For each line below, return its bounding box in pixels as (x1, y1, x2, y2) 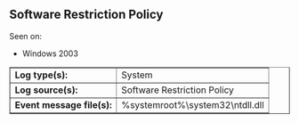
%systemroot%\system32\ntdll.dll (121, 98, 264, 111)
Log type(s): (14, 69, 69, 81)
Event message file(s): (14, 98, 113, 111)
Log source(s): (14, 84, 78, 96)
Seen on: (9, 30, 43, 41)
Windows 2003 (21, 48, 78, 59)
